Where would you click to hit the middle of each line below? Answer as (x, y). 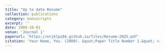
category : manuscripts (28, 18)
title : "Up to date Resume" (34, 9)
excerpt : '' (17, 23)
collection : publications (31, 14)
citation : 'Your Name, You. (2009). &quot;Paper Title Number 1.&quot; (80, 41)
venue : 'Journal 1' (25, 32)
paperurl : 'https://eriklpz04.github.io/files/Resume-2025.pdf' (72, 37)
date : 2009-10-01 (23, 28)
